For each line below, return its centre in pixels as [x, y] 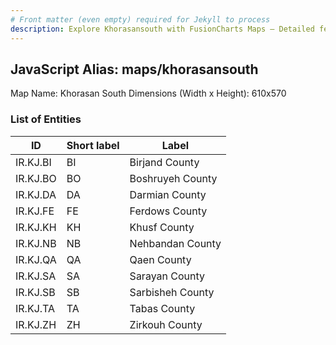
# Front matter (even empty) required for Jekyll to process [140, 19]
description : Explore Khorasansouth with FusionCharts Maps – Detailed [162, 29]
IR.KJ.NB [36, 243]
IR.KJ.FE [35, 211]
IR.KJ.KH [36, 227]
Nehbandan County [175, 243]
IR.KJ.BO [36, 178]
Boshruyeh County [173, 178]
